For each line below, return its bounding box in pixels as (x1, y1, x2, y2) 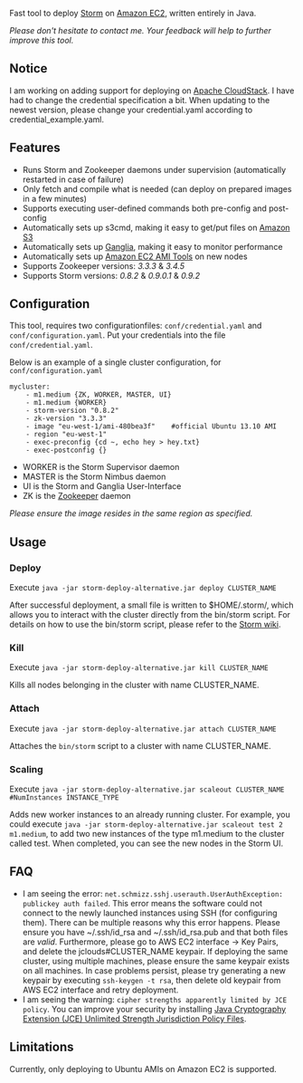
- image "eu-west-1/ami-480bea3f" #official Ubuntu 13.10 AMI (25, 422, 278, 431)
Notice (9, 61, 48, 76)
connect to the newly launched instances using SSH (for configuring (22, 907, 278, 918)
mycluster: (9, 382, 51, 392)
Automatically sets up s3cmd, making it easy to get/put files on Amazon (22, 222, 291, 233)
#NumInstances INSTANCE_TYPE (9, 793, 119, 802)
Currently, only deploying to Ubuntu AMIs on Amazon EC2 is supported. (9, 1063, 278, 1074)
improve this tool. (9, 35, 74, 45)
